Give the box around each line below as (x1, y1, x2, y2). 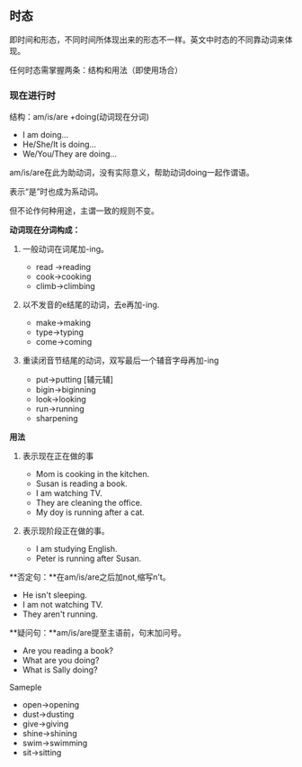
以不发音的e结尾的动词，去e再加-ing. (22, 300, 160, 311)
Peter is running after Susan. (35, 553, 142, 564)
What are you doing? (22, 655, 100, 666)
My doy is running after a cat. (35, 507, 146, 518)
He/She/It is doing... (22, 139, 97, 150)
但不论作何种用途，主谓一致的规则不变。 (9, 205, 159, 216)
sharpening (35, 413, 78, 424)
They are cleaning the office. (35, 498, 143, 509)
